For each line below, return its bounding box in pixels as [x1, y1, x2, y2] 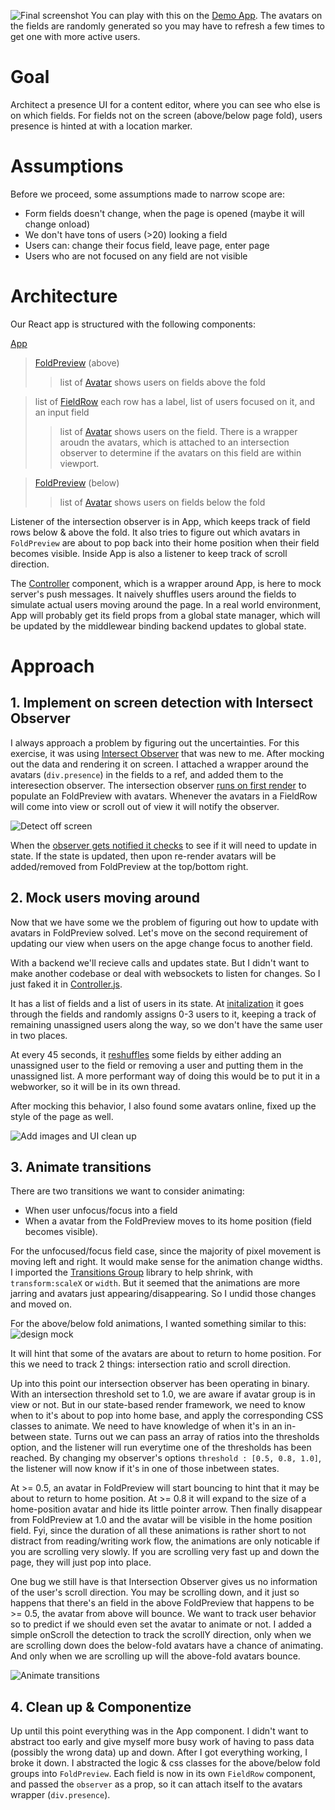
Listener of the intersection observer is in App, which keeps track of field [10, 515, 311, 527]
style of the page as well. [10, 1110, 114, 1122]
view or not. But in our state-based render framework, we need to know [10, 1399, 306, 1411]
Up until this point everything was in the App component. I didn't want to [10, 1725, 309, 1737]
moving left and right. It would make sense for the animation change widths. [10, 1256, 323, 1268]
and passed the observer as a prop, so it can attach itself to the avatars [10, 1778, 303, 1790]
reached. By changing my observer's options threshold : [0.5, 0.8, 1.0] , [10, 1452, 322, 1464]
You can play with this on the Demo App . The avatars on [90, 10, 323, 21]
